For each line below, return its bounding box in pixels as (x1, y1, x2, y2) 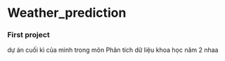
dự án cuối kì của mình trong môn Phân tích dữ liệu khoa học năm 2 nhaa (7, 46, 219, 54)
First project (7, 30, 51, 40)
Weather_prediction (7, 5, 127, 21)
